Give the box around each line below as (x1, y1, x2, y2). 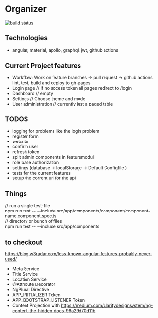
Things (5, 189, 27, 198)
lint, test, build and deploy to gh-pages (12, 80, 91, 86)
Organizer (5, 3, 47, 15)
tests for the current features (12, 170, 71, 176)
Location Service (12, 276, 47, 282)
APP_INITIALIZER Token (12, 292, 61, 298)
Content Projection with (12, 302, 60, 308)
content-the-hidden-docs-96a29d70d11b (12, 308, 96, 314)
